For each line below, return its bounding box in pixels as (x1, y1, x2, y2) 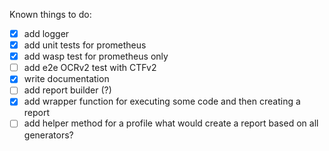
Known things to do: (9, 9, 92, 20)
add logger (23, 28, 70, 39)
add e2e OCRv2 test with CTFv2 (23, 62, 157, 74)
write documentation (23, 73, 110, 85)
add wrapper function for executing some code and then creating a (23, 95, 301, 108)
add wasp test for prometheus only (23, 50, 169, 63)
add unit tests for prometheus (23, 39, 147, 51)
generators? (23, 129, 74, 141)
